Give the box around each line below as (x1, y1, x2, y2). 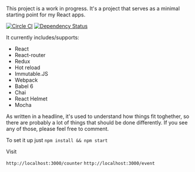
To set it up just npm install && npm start (6, 137, 108, 143)
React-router (14, 52, 46, 58)
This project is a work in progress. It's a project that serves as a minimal (6, 5, 180, 12)
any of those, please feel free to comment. (6, 126, 109, 132)
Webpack (14, 76, 38, 83)
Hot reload (14, 64, 41, 71)
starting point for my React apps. (6, 11, 86, 18)
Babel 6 (14, 83, 33, 90)
